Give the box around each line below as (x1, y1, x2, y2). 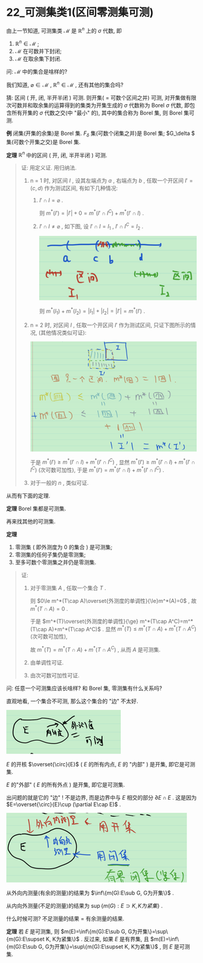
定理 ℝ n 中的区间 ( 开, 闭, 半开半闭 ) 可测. (6, 150, 108, 159)
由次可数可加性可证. (30, 672, 80, 679)
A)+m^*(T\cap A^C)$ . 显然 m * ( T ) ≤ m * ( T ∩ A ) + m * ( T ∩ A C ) (48, 624, 197, 633)
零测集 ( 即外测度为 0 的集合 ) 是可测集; (14, 544, 113, 551)
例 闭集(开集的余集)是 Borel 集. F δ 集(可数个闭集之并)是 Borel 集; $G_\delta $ (6, 130, 195, 138)
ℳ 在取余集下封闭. (14, 55, 62, 62)
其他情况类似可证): (40, 329, 86, 336)
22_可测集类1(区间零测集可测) (6, 5, 154, 19)
